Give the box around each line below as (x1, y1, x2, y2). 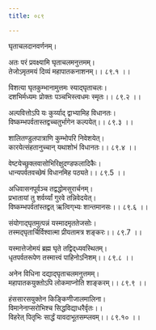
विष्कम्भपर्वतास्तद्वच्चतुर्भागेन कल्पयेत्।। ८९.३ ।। (8, 116, 134, 126)
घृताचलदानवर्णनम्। (8, 41, 57, 51)
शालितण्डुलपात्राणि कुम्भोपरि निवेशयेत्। (8, 133, 105, 142)
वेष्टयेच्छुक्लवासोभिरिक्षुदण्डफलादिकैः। (8, 159, 102, 168)
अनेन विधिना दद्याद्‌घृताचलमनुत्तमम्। (8, 269, 99, 278)
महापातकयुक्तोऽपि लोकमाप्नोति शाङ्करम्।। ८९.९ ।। (8, 277, 147, 287)
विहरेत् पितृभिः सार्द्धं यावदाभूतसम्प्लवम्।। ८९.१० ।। (8, 312, 141, 322)
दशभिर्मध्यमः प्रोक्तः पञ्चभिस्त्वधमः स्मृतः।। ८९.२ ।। (8, 91, 141, 101)
